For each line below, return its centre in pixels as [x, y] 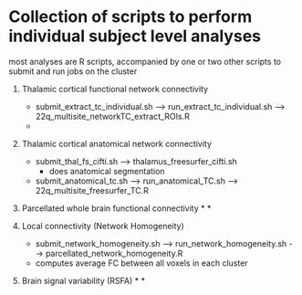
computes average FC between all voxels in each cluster [141, 263]
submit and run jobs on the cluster [73, 71]
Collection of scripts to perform [130, 17]
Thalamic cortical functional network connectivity [115, 89]
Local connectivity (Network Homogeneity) [103, 226]
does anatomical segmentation [107, 171]
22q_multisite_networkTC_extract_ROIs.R [113, 116]
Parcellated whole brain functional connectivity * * [116, 208]
